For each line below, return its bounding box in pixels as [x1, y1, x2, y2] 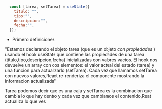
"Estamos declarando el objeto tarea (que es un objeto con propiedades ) [5, 46, 155, 52]
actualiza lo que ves [5, 98, 46, 104]
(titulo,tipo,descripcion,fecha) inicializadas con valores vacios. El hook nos [5, 57, 158, 63]
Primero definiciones [12, 37, 55, 43]
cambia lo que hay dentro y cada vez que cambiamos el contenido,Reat [5, 93, 151, 99]
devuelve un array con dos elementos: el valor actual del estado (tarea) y [5, 62, 155, 68]
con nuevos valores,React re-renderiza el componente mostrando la [5, 73, 145, 79]
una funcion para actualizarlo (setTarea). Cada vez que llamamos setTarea [5, 67, 157, 74]
